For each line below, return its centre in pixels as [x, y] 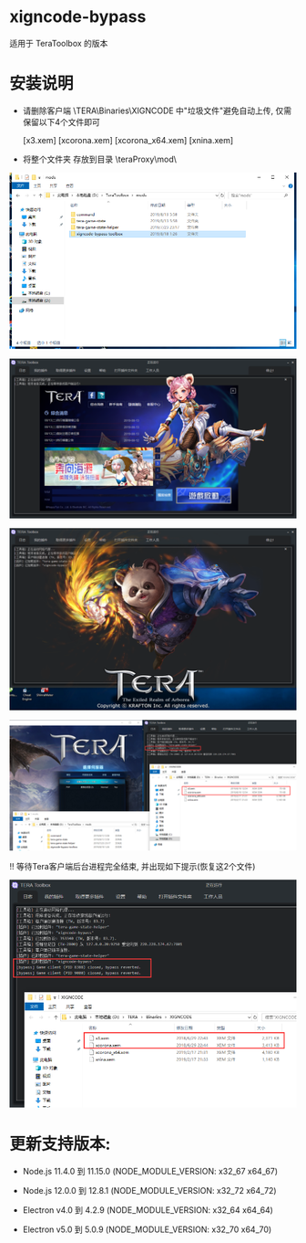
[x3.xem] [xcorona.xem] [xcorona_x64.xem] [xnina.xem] [128, 140]
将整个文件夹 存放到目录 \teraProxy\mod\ [100, 159]
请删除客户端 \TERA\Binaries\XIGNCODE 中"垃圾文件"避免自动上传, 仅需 [157, 111]
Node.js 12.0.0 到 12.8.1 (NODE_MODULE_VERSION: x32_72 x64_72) [149, 1190]
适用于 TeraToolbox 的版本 [59, 43]
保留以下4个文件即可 [61, 121]
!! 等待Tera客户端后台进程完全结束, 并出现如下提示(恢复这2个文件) [133, 867]
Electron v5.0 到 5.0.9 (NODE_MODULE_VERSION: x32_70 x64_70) [147, 1229]
